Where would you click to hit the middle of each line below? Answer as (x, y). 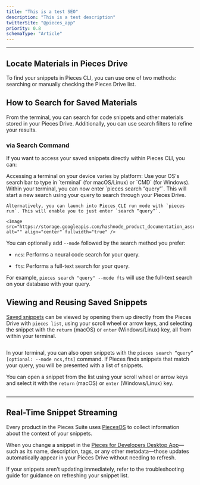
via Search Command (38, 145)
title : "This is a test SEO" (42, 12)
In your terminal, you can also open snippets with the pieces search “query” (100, 352)
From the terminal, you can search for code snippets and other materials (95, 117)
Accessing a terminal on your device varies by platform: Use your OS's (93, 176)
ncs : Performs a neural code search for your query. (77, 255)
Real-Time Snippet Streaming (62, 413)
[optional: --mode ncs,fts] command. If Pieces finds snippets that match (98, 359)
